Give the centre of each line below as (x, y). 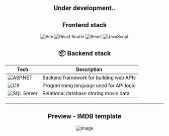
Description (89, 70)
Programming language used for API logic (89, 86)
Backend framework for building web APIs (89, 78)
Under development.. (84, 8)
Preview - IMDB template (84, 116)
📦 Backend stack (84, 53)
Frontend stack (84, 25)
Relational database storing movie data (86, 94)
